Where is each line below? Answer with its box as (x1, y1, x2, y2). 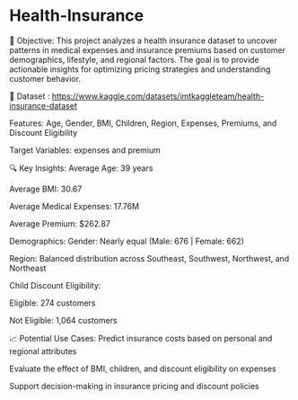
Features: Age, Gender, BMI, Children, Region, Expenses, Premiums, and (9, 118, 277, 129)
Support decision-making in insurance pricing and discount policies (9, 380, 259, 391)
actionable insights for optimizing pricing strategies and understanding (9, 64, 271, 75)
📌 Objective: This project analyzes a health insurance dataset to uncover (9, 35, 278, 46)
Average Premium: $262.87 (9, 218, 110, 229)
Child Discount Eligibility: (9, 280, 101, 290)
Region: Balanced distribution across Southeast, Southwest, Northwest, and (9, 253, 290, 263)
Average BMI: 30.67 (9, 183, 83, 194)
